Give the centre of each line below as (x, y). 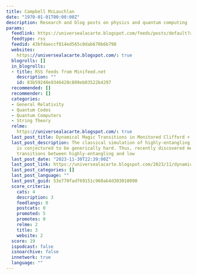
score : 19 (23, 241)
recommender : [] (31, 93)
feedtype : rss (28, 39)
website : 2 (30, 236)
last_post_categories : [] (43, 170)
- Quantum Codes (31, 110)
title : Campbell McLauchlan (40, 11)
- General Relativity (38, 104)
